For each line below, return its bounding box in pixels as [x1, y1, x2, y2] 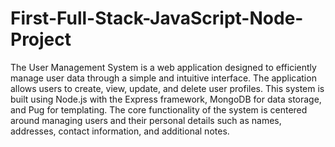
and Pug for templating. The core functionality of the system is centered [10, 103, 308, 116]
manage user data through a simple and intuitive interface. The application [10, 72, 317, 84]
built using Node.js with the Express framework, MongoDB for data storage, [10, 93, 322, 105]
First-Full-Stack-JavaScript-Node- [10, 7, 304, 30]
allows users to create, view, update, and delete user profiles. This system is [10, 82, 325, 94]
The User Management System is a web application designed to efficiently [10, 61, 317, 73]
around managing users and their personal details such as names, [10, 114, 282, 126]
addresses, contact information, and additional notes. [10, 125, 230, 137]
